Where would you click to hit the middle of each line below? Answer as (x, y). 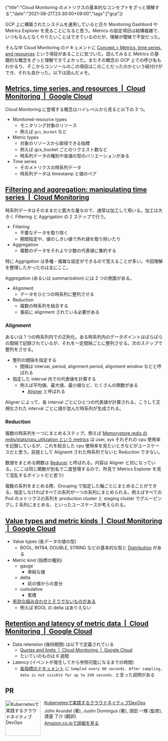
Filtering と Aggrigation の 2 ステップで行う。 (61, 216)
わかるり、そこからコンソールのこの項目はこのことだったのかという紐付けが (84, 66)
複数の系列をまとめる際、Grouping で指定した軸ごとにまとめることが (77, 486)
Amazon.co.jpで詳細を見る (71, 723)
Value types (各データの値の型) (44, 542)
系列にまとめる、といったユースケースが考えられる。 (74, 505)
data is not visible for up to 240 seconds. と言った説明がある (87, 675)
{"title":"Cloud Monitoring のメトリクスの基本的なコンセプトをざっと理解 (80, 7)
